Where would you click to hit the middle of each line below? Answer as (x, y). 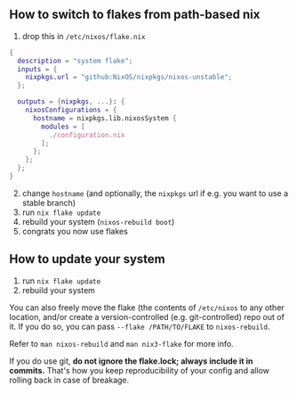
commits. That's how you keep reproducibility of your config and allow (139, 370)
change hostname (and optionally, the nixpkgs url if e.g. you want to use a (155, 193)
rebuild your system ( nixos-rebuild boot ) (98, 221)
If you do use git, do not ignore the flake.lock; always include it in (131, 361)
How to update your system (88, 259)
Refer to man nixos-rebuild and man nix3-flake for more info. (121, 343)
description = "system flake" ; (75, 61)
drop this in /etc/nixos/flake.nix (84, 36)
